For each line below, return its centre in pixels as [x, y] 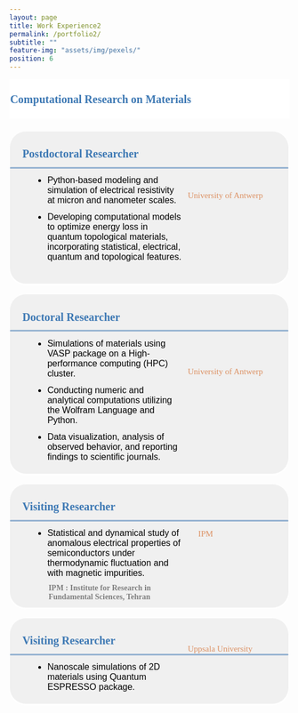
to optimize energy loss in [98, 227]
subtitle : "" [33, 42]
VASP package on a [87, 353]
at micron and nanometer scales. [112, 200]
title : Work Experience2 [55, 26]
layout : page [33, 17]
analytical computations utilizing [110, 400]
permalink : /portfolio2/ [55, 34]
